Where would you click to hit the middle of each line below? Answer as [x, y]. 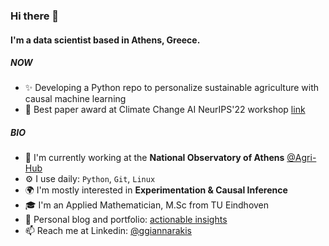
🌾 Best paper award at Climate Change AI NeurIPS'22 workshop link [165, 110]
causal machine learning [75, 99]
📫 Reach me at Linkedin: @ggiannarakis [108, 231]
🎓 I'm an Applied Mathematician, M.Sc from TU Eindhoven [147, 205]
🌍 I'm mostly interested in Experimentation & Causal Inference [156, 190]
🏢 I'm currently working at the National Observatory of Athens [154, 158]
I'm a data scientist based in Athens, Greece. [105, 40]
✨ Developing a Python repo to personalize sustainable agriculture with [172, 88]
